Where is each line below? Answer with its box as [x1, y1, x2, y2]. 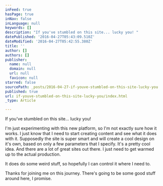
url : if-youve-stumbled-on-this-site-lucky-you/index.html [5, 93, 128, 98]
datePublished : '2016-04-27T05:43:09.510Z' [5, 35, 95, 40]
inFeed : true [5, 7, 32, 12]
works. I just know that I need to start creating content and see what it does [5, 131, 157, 137]
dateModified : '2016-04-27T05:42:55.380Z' [5, 39, 93, 44]
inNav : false [5, 16, 32, 21]
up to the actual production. [5, 151, 61, 157]
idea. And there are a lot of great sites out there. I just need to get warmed [5, 146, 154, 152]
